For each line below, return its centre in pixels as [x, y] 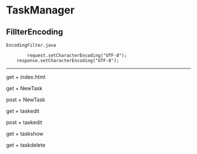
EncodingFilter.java [31, 45]
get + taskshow [25, 134]
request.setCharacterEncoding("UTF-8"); [77, 56]
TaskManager [40, 10]
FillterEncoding [35, 32]
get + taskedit [23, 111]
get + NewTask [24, 88]
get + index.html [26, 77]
